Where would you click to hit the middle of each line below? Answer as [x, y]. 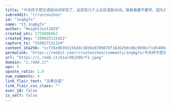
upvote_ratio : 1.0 [25, 72]
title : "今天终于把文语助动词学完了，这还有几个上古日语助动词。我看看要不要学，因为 [84, 10]
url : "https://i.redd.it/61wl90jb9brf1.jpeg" [54, 57]
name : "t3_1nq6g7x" [26, 24]
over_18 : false [21, 90]
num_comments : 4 [22, 76]
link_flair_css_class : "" [33, 86]
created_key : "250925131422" [36, 39]
